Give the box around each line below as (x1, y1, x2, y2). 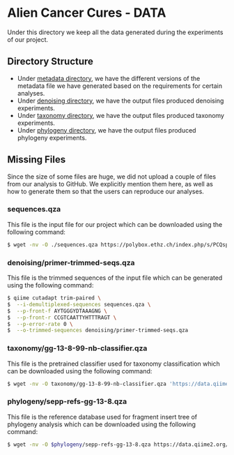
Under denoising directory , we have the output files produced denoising (17, 96, 224, 105)
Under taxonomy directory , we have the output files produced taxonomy (17, 111, 225, 119)
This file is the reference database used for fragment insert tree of (7, 412, 197, 421)
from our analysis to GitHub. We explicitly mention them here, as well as (7, 179, 214, 188)
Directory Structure (7, 56, 94, 68)
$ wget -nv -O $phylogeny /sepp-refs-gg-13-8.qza (7, 441, 151, 448)
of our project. (7, 35, 49, 43)
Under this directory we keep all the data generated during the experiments (7, 28, 224, 36)
